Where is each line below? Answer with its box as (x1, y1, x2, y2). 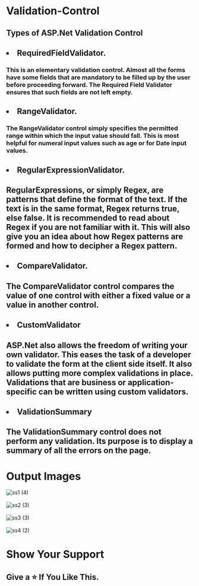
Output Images (6, 470, 81, 483)
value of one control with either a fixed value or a (6, 290, 191, 301)
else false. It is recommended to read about (6, 213, 170, 223)
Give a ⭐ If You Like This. (6, 572, 99, 582)
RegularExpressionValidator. (17, 165, 125, 175)
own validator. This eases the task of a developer (6, 349, 191, 360)
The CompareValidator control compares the (6, 281, 175, 291)
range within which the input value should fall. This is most (6, 132, 179, 140)
